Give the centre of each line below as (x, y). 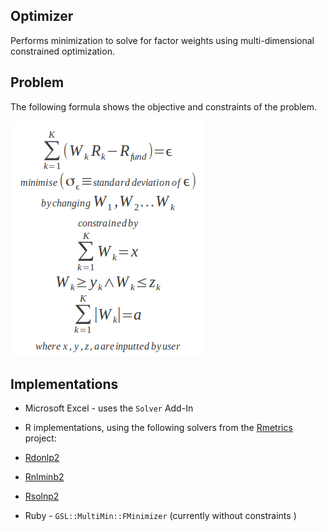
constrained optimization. (62, 51)
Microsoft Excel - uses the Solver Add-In (109, 408)
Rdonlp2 (42, 458)
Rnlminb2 (44, 477)
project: (40, 438)
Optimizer (42, 16)
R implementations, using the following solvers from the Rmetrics (158, 428)
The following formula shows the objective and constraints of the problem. (164, 106)
